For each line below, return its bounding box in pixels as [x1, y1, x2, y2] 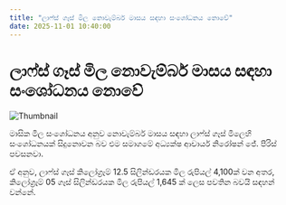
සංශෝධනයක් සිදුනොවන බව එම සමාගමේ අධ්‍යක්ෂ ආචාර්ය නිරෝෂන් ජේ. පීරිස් [9, 138, 278, 149]
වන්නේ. [9, 187, 36, 198]
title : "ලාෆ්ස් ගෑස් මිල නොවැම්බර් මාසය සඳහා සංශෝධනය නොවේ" [9, 13, 234, 23]
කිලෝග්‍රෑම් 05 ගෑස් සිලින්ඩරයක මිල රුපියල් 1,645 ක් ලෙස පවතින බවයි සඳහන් [9, 177, 275, 188]
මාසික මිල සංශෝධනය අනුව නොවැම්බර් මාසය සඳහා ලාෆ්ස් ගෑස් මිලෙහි [9, 128, 252, 139]
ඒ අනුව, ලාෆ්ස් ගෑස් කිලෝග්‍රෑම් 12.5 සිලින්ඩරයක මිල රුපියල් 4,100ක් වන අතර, [9, 166, 275, 177]
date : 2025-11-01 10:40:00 [9, 22, 111, 31]
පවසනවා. [9, 148, 43, 159]
